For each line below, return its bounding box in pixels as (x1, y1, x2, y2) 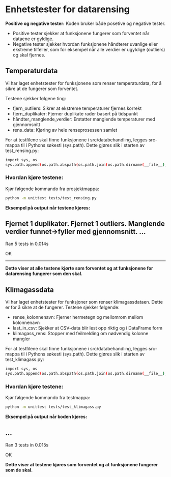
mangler (12, 336, 31, 342)
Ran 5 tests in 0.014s (5, 241, 49, 247)
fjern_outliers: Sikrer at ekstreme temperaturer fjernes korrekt (12, 105, 142, 111)
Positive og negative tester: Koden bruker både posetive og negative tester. (5, 20, 166, 26)
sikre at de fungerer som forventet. (5, 85, 79, 92)
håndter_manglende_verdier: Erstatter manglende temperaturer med (12, 116, 156, 122)
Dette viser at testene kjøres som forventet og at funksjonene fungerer (5, 462, 158, 468)
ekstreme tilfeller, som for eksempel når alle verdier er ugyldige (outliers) (12, 46, 165, 52)
